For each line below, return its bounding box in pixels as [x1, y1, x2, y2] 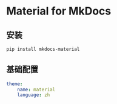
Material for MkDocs [6, 4, 112, 18]
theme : [6, 80, 23, 87]
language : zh [17, 92, 50, 98]
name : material [17, 86, 56, 93]
